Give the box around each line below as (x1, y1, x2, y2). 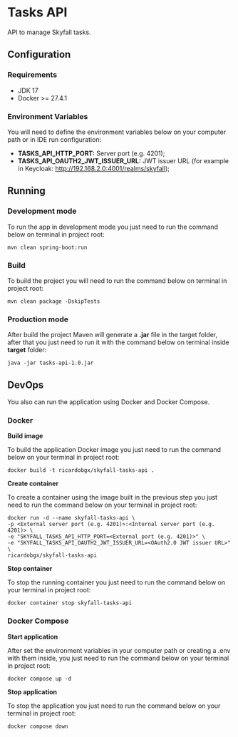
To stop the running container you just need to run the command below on (7, 578, 226, 587)
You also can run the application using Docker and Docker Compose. (7, 398, 210, 406)
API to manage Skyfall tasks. (7, 28, 91, 36)
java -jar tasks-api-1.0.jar (7, 359, 94, 367)
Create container (7, 479, 59, 488)
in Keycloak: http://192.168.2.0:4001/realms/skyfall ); (17, 164, 170, 172)
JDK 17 (17, 86, 38, 95)
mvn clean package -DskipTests (7, 297, 100, 305)
